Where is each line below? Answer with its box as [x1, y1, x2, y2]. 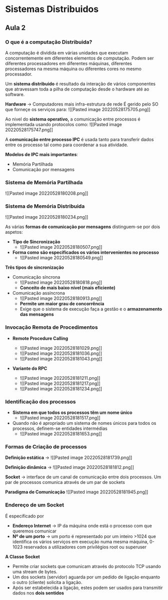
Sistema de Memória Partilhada [5, 179, 83, 186]
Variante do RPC [12, 365, 47, 371]
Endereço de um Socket [5, 501, 64, 508]
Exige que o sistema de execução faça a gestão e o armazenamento [19, 306, 162, 312]
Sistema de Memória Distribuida [5, 203, 85, 210]
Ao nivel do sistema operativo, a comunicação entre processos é [5, 116, 141, 122]
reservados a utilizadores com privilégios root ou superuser [23, 544, 146, 550]
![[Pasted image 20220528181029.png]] [19, 345, 102, 351]
